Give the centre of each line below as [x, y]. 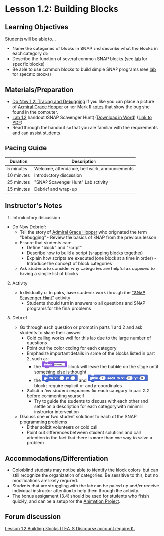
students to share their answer [50, 333]
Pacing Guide [26, 148]
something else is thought [60, 372]
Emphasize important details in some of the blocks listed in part [91, 353]
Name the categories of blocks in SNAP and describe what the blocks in [85, 48]
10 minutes [19, 175]
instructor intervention [57, 412]
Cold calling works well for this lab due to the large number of [89, 338]
